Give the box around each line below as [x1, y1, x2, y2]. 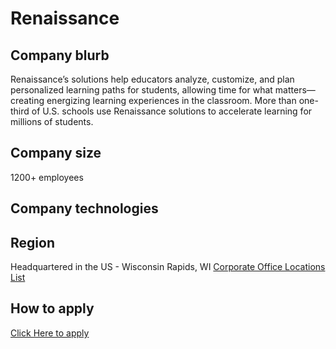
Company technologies [10, 200, 159, 217]
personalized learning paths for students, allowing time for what [10, 84, 273, 96]
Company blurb [10, 47, 110, 64]
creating [10, 95, 45, 106]
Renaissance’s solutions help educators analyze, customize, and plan [10, 73, 295, 85]
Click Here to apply [10, 327, 90, 339]
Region [10, 234, 55, 251]
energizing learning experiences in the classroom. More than [46, 95, 297, 106]
